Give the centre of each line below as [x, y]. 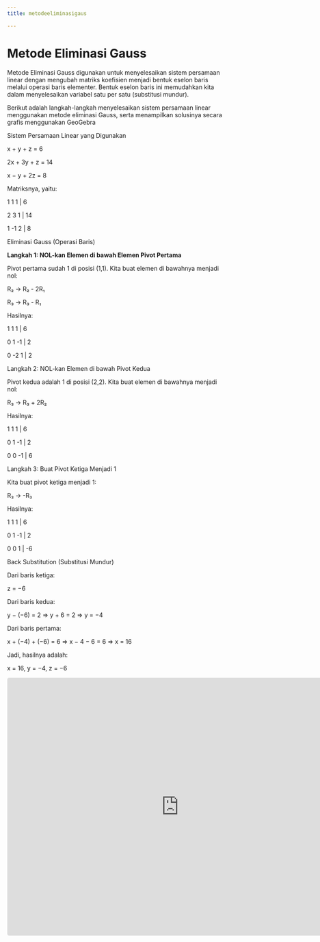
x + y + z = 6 [25, 149]
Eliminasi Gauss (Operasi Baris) [51, 241]
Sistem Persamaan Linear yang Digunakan [67, 135]
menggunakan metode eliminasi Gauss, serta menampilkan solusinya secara [115, 114]
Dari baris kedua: [31, 601]
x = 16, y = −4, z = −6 [37, 668]
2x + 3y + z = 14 [30, 162]
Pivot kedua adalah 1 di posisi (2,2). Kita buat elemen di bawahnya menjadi [112, 382]
